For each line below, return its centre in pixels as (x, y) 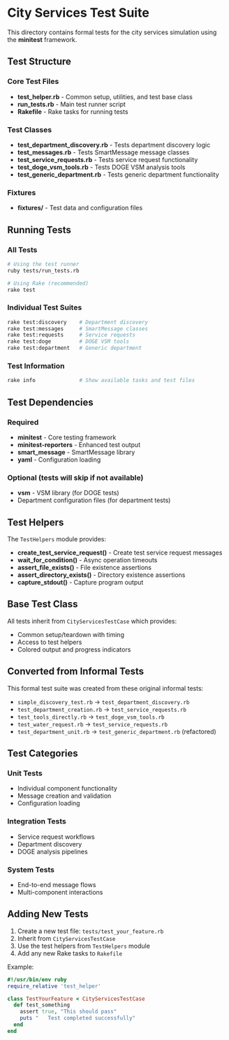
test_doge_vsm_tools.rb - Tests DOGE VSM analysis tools (101, 167)
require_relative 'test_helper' (54, 986)
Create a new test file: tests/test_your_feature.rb (90, 931)
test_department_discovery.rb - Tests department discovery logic (114, 145)
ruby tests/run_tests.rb (43, 270)
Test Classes (30, 129)
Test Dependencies (50, 402)
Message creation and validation (64, 796)
